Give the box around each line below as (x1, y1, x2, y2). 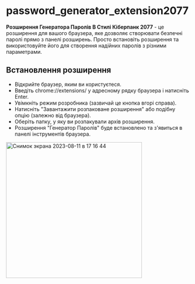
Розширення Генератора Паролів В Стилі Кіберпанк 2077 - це (6, 23, 165, 30)
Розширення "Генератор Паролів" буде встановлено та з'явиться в (14, 124, 183, 131)
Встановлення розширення (6, 65, 112, 75)
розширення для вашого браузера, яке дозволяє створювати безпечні (6, 29, 183, 36)
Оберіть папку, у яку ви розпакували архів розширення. (14, 118, 155, 125)
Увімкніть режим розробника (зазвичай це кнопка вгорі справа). (14, 99, 177, 106)
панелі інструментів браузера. (14, 130, 91, 137)
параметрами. (6, 48, 43, 55)
